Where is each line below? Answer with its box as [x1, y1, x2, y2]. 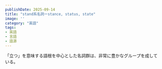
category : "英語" [5, 20, 39, 26]
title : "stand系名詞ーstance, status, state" [5, 12, 96, 17]
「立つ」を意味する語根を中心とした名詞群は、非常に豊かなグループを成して [5, 52, 158, 58]
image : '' [5, 16, 25, 21]
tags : [5, 25, 16, 30]
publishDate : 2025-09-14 [5, 7, 55, 12]
